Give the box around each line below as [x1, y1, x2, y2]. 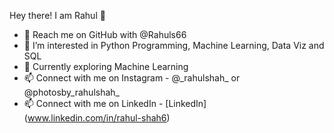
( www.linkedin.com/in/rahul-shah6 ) [23, 112, 171, 124]
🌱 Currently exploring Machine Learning [23, 61, 189, 72]
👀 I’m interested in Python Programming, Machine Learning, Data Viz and [23, 40, 325, 51]
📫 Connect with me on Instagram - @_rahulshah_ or [23, 72, 241, 84]
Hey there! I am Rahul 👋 [9, 10, 106, 21]
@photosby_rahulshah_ [23, 86, 120, 98]
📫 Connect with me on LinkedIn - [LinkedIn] [23, 98, 207, 109]
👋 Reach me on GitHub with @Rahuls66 [23, 29, 187, 40]
